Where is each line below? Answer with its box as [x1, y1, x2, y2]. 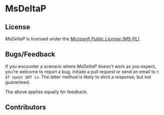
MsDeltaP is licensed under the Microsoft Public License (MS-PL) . [5, 36, 141, 42]
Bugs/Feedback [5, 50, 56, 58]
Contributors [5, 103, 46, 112]
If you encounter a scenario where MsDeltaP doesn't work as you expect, [5, 63, 157, 69]
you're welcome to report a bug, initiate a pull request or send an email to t [5, 68, 160, 74]
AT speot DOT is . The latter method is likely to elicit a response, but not [5, 74, 152, 80]
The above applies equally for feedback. [5, 89, 88, 95]
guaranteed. [5, 79, 30, 85]
